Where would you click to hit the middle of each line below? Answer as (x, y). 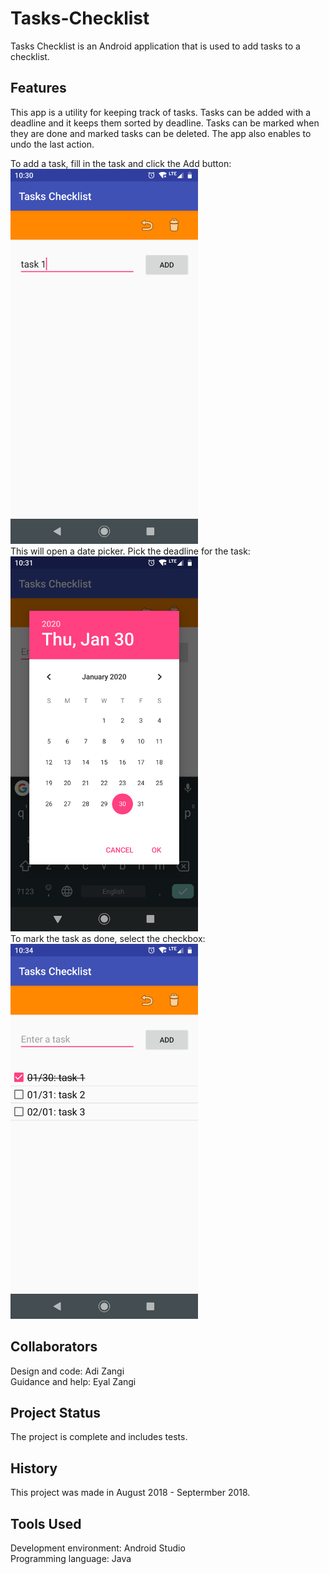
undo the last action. (52, 144)
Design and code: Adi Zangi (67, 1371)
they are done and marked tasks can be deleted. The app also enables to (161, 133)
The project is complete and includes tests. (99, 1437)
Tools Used (46, 1523)
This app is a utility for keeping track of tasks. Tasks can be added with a (161, 112)
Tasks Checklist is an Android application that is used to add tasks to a (155, 46)
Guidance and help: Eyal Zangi (73, 1381)
